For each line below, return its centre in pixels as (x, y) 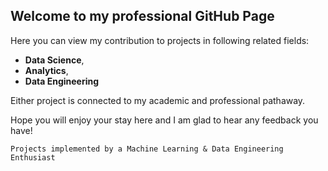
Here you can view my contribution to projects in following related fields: (160, 40)
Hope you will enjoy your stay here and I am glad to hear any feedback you (164, 120)
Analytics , (46, 70)
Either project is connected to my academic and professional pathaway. (158, 100)
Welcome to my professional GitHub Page (142, 16)
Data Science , (54, 60)
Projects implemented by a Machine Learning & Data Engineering (147, 149)
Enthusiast (33, 157)
